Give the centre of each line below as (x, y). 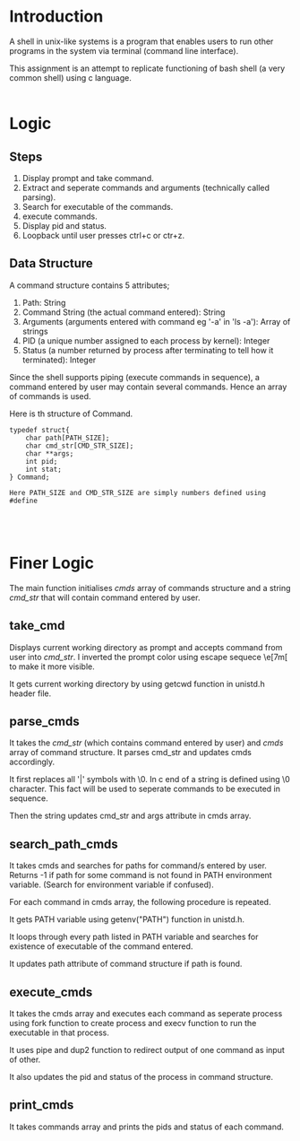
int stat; (44, 469)
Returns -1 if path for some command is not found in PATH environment (141, 875)
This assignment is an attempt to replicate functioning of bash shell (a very (147, 68)
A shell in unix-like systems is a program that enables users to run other (141, 41)
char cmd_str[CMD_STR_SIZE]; (80, 446)
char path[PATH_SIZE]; (68, 438)
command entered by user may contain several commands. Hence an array (148, 387)
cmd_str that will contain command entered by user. (105, 597)
